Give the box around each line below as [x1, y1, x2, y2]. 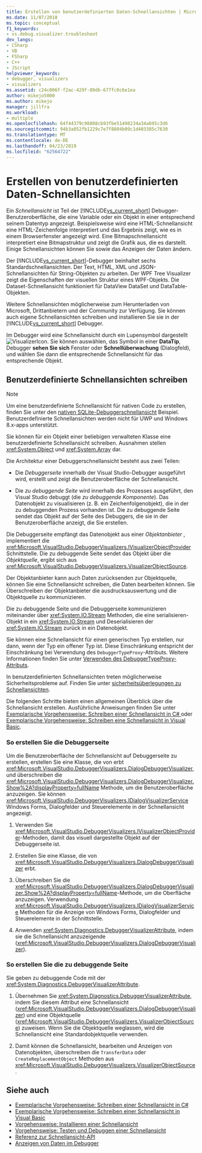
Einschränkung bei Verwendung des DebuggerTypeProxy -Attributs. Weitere [6, 649, 188, 656]
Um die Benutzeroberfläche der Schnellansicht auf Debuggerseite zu [6, 752, 177, 759]
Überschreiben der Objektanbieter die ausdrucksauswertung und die [6, 587, 177, 594]
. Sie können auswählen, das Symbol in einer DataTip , [47, 338, 181, 345]
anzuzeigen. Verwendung [14, 896, 79, 903]
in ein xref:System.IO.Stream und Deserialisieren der [23, 618, 154, 626]
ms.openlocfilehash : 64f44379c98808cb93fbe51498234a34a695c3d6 [6, 121, 168, 127]
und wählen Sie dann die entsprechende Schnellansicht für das [6, 351, 163, 358]
